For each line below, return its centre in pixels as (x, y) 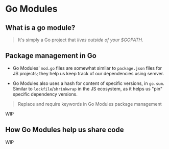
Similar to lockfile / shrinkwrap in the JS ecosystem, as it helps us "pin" (88, 88)
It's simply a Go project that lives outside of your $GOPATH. (80, 40)
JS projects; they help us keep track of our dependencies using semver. (88, 73)
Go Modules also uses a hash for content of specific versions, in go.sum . (88, 83)
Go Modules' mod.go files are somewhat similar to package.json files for (87, 68)
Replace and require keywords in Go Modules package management (90, 104)
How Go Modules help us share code (65, 130)
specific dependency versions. (45, 94)
